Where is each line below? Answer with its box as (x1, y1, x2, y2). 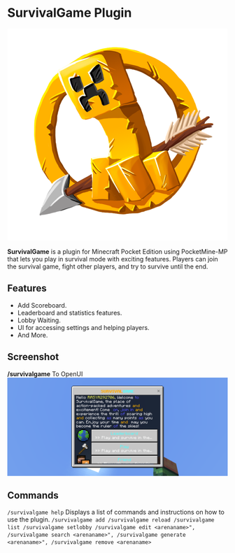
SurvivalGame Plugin (7, 5, 132, 21)
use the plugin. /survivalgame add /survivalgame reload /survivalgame (7, 515, 215, 524)
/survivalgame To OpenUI (7, 369, 83, 378)
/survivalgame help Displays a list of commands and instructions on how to (7, 508, 225, 517)
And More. (17, 331, 48, 339)
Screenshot (7, 351, 59, 363)
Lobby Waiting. (17, 316, 61, 324)
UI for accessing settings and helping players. (17, 323, 150, 331)
